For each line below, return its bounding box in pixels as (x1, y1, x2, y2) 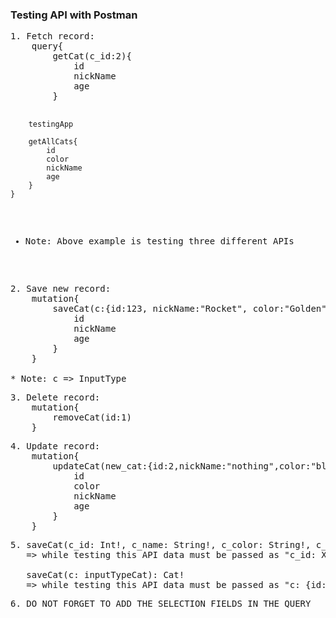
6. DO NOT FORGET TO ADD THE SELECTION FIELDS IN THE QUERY (10, 598, 312, 610)
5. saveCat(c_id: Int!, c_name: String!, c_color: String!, (10, 539, 312, 551)
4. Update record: (10, 441, 101, 452)
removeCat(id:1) (52, 412, 132, 423)
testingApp (28, 119, 74, 130)
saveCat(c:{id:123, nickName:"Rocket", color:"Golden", (52, 303, 333, 315)
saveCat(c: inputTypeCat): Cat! (26, 569, 185, 581)
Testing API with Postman (10, 8, 138, 22)
